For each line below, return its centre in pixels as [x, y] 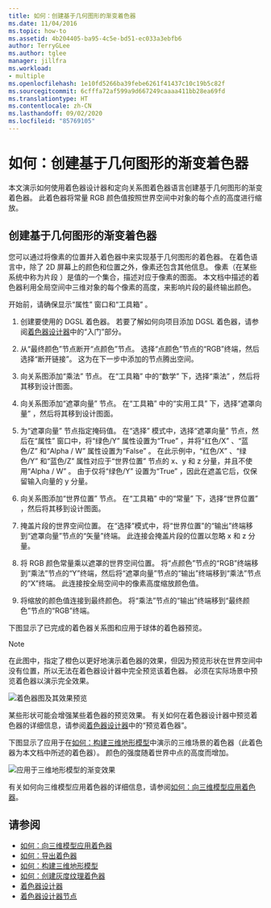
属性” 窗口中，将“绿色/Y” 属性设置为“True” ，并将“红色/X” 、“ [140, 441]
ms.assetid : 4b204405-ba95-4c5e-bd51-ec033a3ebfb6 [95, 38]
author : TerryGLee [39, 46]
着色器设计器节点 [48, 896]
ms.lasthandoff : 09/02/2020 [56, 114]
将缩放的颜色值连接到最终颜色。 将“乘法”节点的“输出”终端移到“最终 [131, 600]
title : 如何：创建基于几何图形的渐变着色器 [72, 16]
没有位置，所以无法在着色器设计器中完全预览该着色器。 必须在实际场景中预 [133, 670]
